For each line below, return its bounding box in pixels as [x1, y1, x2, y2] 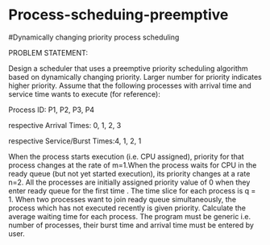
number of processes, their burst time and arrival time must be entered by [8, 220, 254, 230]
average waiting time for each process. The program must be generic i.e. [8, 211, 251, 221]
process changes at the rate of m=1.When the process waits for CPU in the [8, 160, 257, 170]
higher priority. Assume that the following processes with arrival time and [8, 81, 251, 90]
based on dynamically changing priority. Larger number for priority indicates [8, 72, 262, 81]
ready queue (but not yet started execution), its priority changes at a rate [8, 168, 251, 178]
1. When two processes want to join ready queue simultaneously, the [8, 194, 236, 204]
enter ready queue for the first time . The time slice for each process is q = [8, 185, 256, 195]
